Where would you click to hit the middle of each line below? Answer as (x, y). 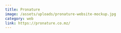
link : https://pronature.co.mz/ (38, 23)
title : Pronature (23, 9)
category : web (19, 18)
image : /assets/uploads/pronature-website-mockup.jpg (61, 14)
